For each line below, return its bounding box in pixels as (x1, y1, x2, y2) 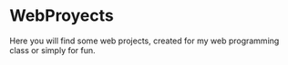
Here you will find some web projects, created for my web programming (9, 35, 280, 46)
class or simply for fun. (9, 44, 96, 55)
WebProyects (9, 5, 114, 26)
